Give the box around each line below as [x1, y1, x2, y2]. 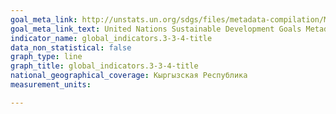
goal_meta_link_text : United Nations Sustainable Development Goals [10, 24, 302, 34]
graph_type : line [10, 52, 83, 62]
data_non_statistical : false [10, 42, 132, 53]
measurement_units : [10, 80, 92, 90]
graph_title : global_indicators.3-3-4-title [10, 61, 199, 71]
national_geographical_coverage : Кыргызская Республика [10, 71, 248, 81]
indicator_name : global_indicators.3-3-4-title [10, 33, 213, 43]
